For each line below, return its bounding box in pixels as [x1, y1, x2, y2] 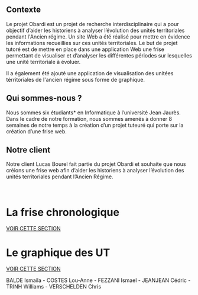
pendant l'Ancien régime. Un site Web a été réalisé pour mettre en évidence [6, 33, 190, 40]
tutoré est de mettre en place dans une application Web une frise [6, 46, 164, 53]
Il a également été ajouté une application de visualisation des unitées [6, 69, 174, 76]
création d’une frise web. [6, 127, 67, 135]
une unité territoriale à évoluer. [6, 58, 81, 65]
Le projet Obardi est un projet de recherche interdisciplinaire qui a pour [6, 20, 179, 27]
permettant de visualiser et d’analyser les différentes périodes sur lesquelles [6, 52, 192, 59]
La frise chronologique [6, 206, 120, 219]
